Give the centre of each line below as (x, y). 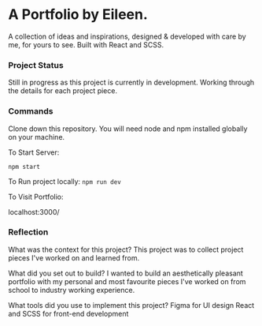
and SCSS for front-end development (68, 313)
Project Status (36, 65)
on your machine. (37, 137)
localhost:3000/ (34, 212)
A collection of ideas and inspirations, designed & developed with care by (127, 36)
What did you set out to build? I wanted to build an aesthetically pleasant (126, 273)
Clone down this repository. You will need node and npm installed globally (128, 129)
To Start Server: (34, 152)
